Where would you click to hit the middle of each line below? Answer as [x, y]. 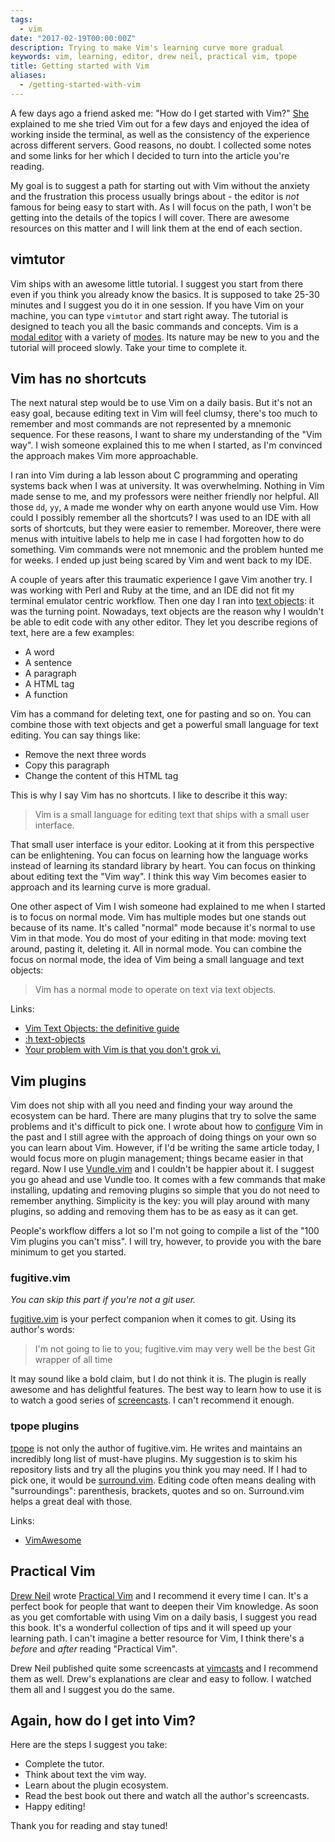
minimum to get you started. [68, 1252]
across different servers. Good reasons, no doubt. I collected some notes [161, 145]
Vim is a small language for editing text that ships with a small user [172, 815]
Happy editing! [55, 1807]
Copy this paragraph [67, 765]
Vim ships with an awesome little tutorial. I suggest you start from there [157, 283]
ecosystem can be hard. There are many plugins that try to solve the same [163, 1116]
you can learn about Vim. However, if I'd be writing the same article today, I [165, 1148]
